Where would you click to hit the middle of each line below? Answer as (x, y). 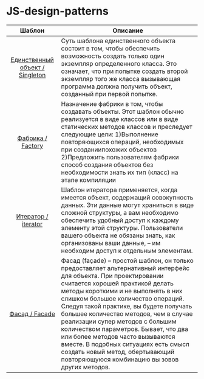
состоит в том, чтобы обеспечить (110, 48)
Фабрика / (32, 138)
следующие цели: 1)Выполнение (110, 134)
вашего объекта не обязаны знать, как (118, 235)
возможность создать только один (113, 56)
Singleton (32, 75)
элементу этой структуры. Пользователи (122, 228)
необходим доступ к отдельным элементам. (127, 251)
